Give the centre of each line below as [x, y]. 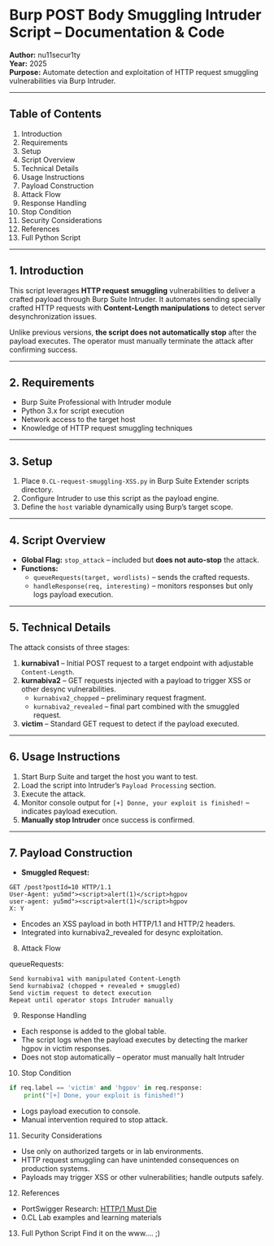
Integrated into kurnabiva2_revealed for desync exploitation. [122, 932]
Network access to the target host [78, 419]
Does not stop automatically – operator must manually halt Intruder [133, 1057]
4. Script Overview [58, 540]
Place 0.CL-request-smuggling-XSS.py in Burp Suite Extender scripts [135, 481]
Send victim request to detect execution [80, 994]
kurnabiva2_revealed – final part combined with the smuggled [136, 706]
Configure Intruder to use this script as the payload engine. [120, 498]
